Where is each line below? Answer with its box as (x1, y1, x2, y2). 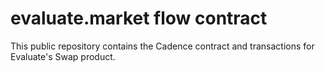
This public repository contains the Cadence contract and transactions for (10, 40, 315, 52)
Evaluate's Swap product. (10, 50, 116, 62)
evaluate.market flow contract (10, 7, 268, 30)
